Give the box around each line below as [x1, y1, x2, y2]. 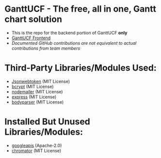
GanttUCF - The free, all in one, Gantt [4, 3, 156, 15]
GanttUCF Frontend [11, 35, 51, 41]
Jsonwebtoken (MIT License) [11, 78, 70, 84]
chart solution [4, 14, 63, 25]
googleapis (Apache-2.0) [11, 142, 62, 148]
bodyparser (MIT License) [11, 99, 64, 105]
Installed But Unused [4, 116, 90, 127]
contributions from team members [11, 45, 80, 51]
